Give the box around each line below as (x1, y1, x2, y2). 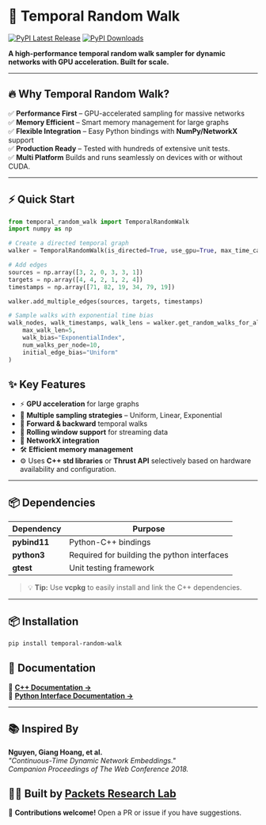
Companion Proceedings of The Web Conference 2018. (8, 764, 189, 774)
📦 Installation (8, 614, 79, 628)
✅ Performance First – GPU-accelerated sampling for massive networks (8, 108, 245, 118)
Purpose (132, 523, 165, 534)
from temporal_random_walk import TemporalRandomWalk (8, 218, 190, 226)
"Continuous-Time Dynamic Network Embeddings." (8, 755, 177, 765)
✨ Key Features (8, 378, 85, 391)
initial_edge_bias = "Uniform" (22, 348, 119, 356)
